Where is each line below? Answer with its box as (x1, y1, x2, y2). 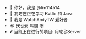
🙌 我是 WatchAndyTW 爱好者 (9, 17, 68, 22)
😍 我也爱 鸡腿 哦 (9, 23, 44, 28)
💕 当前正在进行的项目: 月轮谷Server (9, 29, 81, 34)
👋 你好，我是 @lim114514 (9, 5, 60, 10)
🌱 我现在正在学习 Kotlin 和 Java (9, 11, 73, 16)
